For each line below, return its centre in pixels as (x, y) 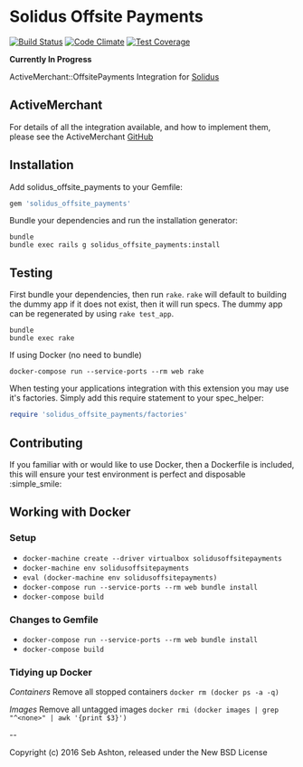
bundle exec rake (42, 338)
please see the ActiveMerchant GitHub (81, 137)
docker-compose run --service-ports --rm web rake (107, 372)
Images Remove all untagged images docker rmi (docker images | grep (144, 710)
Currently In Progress (51, 59)
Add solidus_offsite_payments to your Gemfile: (96, 186)
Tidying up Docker (51, 672)
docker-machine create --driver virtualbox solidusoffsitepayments (152, 558)
